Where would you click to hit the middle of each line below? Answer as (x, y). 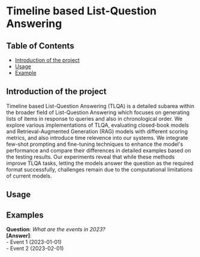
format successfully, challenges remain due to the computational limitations (99, 169)
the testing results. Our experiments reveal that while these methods (90, 157)
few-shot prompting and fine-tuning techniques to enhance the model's (95, 144)
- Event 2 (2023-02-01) (35, 249)
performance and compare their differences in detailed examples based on (99, 150)
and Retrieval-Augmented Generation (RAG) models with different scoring (97, 131)
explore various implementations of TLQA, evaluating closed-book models (98, 125)
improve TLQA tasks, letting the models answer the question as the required (100, 163)
